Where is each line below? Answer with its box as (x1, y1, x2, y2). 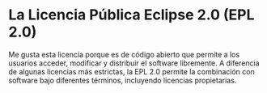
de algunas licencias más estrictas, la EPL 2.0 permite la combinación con (8, 66, 255, 76)
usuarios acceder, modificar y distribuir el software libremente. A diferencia (8, 58, 261, 68)
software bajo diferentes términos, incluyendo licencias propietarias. (8, 75, 237, 85)
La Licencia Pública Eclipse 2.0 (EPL (8, 6, 255, 24)
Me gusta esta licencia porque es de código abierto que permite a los (8, 49, 240, 59)
